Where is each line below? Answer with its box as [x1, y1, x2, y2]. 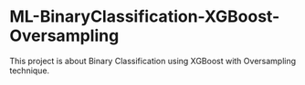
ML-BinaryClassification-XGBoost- [9, 6, 280, 27]
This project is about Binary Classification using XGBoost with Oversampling [9, 55, 297, 66]
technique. [9, 65, 50, 76]
